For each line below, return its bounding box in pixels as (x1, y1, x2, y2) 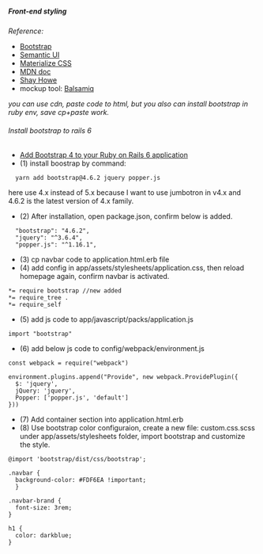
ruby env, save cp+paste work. (8, 107, 110, 117)
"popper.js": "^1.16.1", (15, 241, 97, 249)
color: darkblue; (15, 532, 73, 540)
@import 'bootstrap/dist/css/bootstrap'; (8, 456, 147, 464)
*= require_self (8, 301, 62, 309)
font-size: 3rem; (15, 504, 73, 512)
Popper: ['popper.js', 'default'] (15, 394, 129, 402)
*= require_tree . (8, 294, 69, 302)
